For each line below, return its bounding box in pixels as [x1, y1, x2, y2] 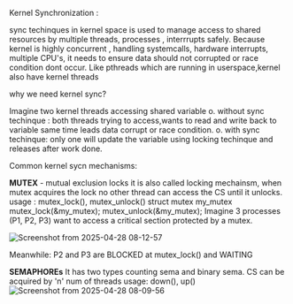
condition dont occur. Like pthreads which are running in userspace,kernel [9, 62, 281, 72]
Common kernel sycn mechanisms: [9, 161, 138, 171]
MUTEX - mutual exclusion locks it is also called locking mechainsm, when [9, 178, 282, 188]
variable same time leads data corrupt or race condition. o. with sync [9, 125, 260, 135]
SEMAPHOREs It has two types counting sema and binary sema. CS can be [9, 267, 285, 277]
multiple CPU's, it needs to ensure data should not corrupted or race [9, 53, 259, 63]
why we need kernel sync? [9, 88, 107, 99]
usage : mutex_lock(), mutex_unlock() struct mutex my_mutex [9, 196, 233, 207]
